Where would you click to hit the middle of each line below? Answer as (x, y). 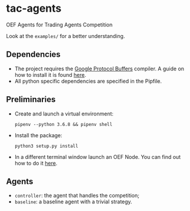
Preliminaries (31, 99)
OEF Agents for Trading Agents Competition (59, 25)
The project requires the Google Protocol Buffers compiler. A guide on (99, 69)
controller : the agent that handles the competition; (77, 196)
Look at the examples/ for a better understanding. (66, 36)
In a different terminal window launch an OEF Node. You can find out (98, 156)
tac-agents (34, 8)
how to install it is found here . (50, 74)
